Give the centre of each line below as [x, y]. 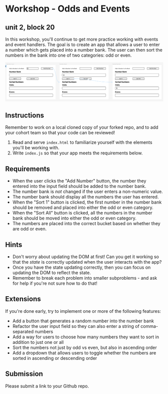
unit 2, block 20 [30, 27]
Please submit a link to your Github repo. [47, 386]
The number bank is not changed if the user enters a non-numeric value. [88, 191]
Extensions [23, 299]
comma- [149, 326]
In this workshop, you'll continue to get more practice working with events [82, 39]
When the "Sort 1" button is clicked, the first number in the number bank [87, 202]
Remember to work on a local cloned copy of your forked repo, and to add [82, 127]
